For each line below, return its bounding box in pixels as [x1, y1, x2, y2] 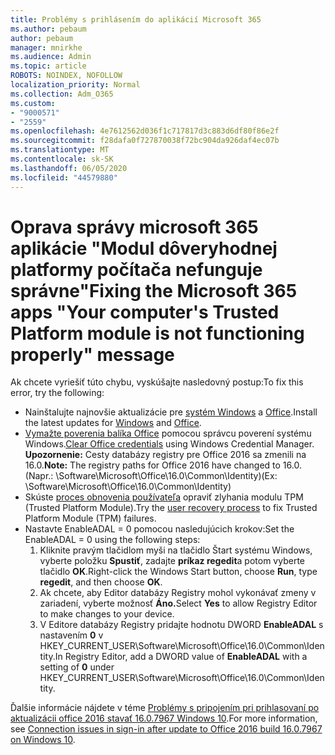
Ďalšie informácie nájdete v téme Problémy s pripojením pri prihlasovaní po [10, 702, 320, 714]
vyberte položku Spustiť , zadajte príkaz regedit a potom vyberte [39, 555, 305, 567]
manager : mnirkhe [10, 42, 83, 53]
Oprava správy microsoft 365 [10, 216, 259, 238]
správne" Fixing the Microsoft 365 [10, 279, 298, 302]
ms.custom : [10, 98, 56, 108]
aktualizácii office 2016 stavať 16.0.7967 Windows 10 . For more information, [10, 712, 318, 725]
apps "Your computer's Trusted [10, 301, 280, 323]
